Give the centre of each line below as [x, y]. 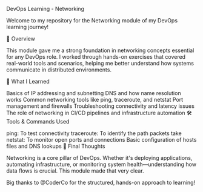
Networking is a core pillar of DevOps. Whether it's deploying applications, [99, 158]
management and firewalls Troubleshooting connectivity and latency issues [101, 106]
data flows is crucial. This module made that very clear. [75, 171]
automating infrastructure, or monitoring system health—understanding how [101, 164]
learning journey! [28, 27]
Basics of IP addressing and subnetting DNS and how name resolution [94, 93]
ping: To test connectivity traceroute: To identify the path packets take [94, 133]
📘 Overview [21, 38]
